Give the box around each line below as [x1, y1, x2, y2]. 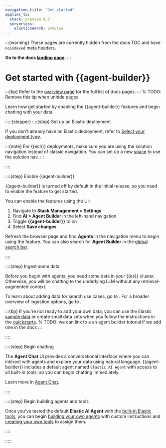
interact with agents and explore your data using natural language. [5, 358, 142, 365]
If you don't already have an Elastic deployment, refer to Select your [5, 128, 145, 134]
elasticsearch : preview [14, 26, 64, 31]
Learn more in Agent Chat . [5, 379, 60, 385]
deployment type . [5, 133, 41, 140]
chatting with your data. [5, 109, 54, 115]
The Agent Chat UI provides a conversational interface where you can [5, 353, 150, 359]
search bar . [5, 244, 28, 250]
